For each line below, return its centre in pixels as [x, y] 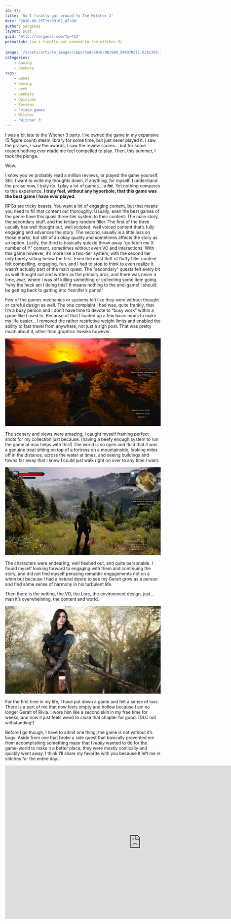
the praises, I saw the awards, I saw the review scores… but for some [76, 145]
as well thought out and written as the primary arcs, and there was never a [81, 274]
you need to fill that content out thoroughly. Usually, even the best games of [82, 211]
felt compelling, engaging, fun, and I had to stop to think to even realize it [79, 264]
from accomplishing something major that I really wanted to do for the [76, 743]
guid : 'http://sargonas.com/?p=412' [43, 37]
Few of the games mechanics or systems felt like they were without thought [82, 300]
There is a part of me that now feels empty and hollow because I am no [77, 707]
